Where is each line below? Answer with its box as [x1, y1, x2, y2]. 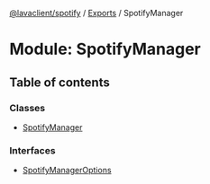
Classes [9, 101, 46, 114]
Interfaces [9, 144, 56, 156]
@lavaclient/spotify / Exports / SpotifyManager [9, 8, 184, 18]
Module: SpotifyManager [9, 39, 201, 59]
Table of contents [9, 74, 110, 90]
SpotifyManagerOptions [22, 165, 112, 176]
